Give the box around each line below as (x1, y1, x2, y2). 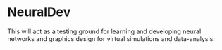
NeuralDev (7, 4, 71, 20)
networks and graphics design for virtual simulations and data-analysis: (7, 34, 215, 42)
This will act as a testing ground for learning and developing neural (7, 27, 202, 35)
